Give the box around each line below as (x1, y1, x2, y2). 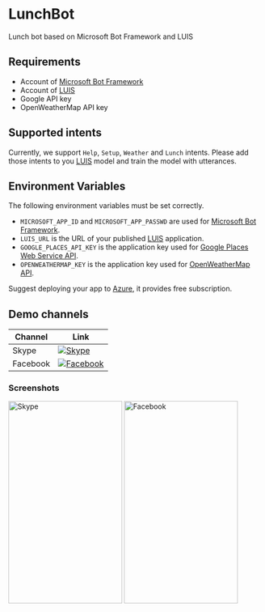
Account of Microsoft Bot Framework (19, 76, 144, 86)
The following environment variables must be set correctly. (8, 201, 204, 210)
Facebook (12, 358, 51, 369)
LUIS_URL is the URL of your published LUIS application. (19, 234, 204, 244)
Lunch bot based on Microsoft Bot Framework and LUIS (8, 32, 194, 41)
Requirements (8, 55, 81, 69)
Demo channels (8, 307, 89, 321)
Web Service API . (19, 251, 78, 261)
